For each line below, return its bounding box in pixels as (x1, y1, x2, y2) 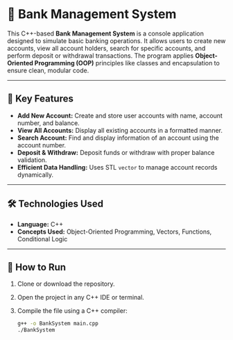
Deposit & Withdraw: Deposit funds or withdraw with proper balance (17, 148, 215, 156)
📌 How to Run (7, 261, 67, 273)
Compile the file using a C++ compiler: (17, 307, 128, 315)
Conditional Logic (17, 234, 68, 243)
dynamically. (17, 170, 54, 179)
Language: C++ (17, 220, 64, 228)
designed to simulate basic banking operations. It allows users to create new (7, 36, 226, 44)
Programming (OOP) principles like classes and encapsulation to (34, 58, 220, 67)
